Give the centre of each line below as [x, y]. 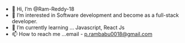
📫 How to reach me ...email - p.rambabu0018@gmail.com [82, 34]
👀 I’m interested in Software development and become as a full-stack [95, 15]
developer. [24, 21]
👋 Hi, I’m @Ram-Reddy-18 [43, 9]
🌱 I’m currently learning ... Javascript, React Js [68, 27]
